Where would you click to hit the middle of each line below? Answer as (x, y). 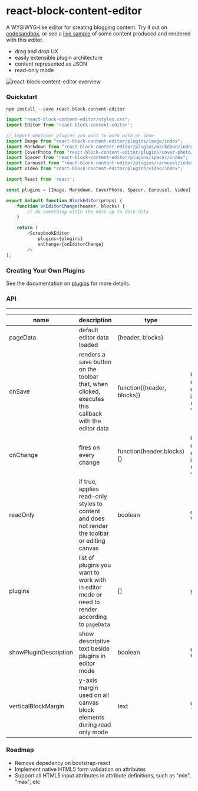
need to (89, 602)
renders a (92, 355)
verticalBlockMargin (37, 706)
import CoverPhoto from (35, 152)
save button (95, 362)
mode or (90, 595)
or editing (92, 541)
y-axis (88, 680)
